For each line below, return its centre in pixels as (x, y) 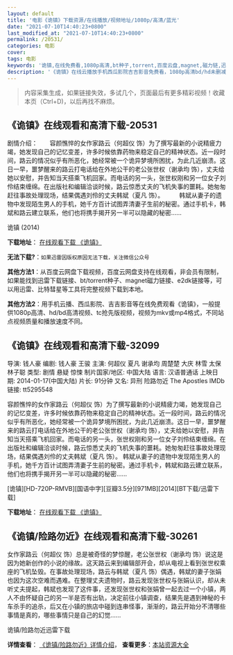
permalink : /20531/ (35, 40)
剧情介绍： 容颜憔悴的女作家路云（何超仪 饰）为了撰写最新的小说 (105, 143)
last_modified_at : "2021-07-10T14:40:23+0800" (76, 33)
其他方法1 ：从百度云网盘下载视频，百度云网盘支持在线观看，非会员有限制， (115, 272)
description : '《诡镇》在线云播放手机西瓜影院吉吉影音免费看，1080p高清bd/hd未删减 (117, 72)
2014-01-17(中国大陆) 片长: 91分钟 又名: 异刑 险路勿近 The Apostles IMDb (121, 381)
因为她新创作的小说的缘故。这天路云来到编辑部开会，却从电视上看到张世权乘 (116, 563)
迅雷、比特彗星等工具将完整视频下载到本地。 (83, 289)
